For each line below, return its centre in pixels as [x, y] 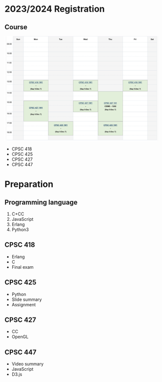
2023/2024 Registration [55, 9]
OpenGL [20, 337]
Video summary [28, 364]
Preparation [29, 184]
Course [16, 27]
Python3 [20, 230]
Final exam [22, 267]
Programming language [41, 202]
